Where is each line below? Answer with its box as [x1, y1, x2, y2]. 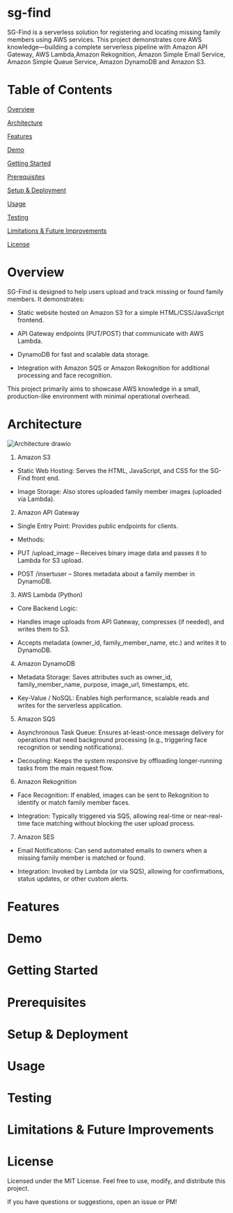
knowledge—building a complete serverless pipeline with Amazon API [7, 43, 208, 51]
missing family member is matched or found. [17, 853, 145, 862]
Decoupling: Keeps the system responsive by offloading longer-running [17, 756, 223, 764]
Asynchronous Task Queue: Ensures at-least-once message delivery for [17, 728, 225, 736]
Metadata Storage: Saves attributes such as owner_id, [17, 672, 172, 681]
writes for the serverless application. [17, 701, 123, 709]
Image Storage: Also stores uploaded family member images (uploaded [17, 487, 222, 495]
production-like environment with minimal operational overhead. [7, 392, 191, 400]
